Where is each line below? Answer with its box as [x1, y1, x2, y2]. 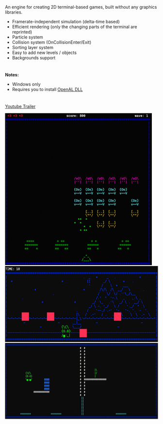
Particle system [12, 34, 44, 40]
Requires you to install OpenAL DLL [12, 87, 83, 92]
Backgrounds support [12, 55, 56, 60]
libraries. [5, 9, 23, 15]
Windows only [12, 81, 41, 87]
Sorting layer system [12, 45, 53, 50]
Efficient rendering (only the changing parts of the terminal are [12, 24, 137, 30]
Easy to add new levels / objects [12, 50, 77, 55]
